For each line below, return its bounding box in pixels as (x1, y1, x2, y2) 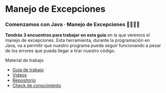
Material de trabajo (5, 58, 44, 63)
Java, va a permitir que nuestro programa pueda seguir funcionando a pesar (5, 43, 161, 49)
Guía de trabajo (12, 67, 44, 73)
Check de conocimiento (12, 83, 61, 89)
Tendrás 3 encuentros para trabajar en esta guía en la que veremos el (5, 32, 150, 38)
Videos (12, 72, 27, 78)
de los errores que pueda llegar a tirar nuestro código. (5, 48, 115, 54)
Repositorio (12, 77, 36, 83)
